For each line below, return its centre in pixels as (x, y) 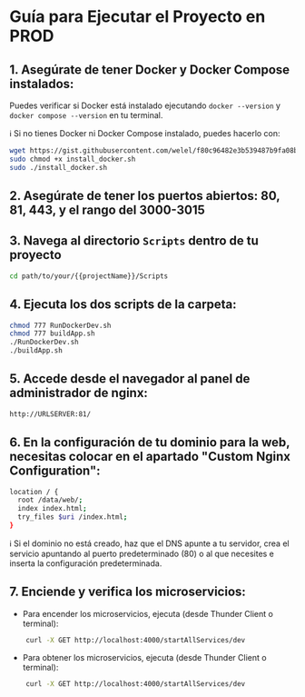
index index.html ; (53, 509)
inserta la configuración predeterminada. (86, 563)
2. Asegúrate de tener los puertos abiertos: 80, (145, 196)
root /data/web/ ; (50, 500)
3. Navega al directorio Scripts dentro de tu (134, 241)
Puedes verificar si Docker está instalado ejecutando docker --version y (145, 105)
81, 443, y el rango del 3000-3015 (108, 210)
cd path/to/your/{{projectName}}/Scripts (89, 276)
